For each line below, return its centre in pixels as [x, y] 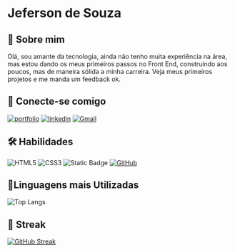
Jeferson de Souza [64, 13]
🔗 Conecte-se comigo [57, 101]
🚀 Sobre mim [36, 40]
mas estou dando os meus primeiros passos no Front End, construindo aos [117, 64]
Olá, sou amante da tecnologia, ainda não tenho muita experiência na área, [117, 56]
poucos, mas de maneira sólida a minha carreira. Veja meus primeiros [110, 72]
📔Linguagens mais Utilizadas [73, 185]
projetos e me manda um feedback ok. [64, 79]
